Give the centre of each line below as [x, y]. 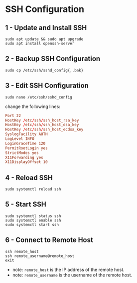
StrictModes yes [22, 153]
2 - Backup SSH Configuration [53, 59]
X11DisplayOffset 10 [27, 162]
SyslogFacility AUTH [27, 134]
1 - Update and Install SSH [46, 28]
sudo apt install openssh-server [40, 43]
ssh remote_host [22, 251]
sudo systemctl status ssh [33, 216]
